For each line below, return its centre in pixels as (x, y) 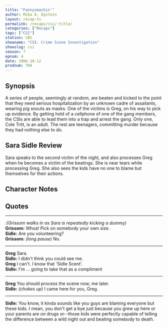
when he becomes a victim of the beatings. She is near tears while (74, 162)
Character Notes (31, 189)
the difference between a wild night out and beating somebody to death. (80, 319)
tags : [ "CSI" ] (20, 33)
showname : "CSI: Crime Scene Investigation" (52, 42)
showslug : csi (20, 47)
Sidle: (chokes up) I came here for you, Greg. (52, 288)
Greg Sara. (16, 253)
